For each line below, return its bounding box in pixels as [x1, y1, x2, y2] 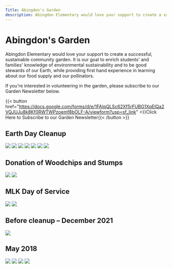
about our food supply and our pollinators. [5, 73, 94, 79]
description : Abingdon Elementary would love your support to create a [5, 12, 161, 17]
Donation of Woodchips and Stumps [5, 158, 123, 167]
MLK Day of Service [5, 187, 70, 196]
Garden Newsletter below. [5, 88, 60, 95]
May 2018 [5, 244, 37, 253]
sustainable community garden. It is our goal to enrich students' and [5, 57, 149, 63]
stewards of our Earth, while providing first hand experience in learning [5, 68, 155, 74]
